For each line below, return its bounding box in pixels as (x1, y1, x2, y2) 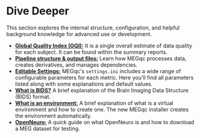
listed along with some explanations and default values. (14, 80, 153, 88)
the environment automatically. (14, 112, 92, 119)
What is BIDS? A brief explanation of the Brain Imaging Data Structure (14, 86, 189, 94)
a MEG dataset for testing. (14, 125, 80, 132)
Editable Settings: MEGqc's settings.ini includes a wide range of (14, 67, 181, 74)
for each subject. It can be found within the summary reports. (14, 48, 167, 55)
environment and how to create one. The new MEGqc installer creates (14, 106, 189, 113)
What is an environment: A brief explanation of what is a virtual (14, 99, 173, 106)
